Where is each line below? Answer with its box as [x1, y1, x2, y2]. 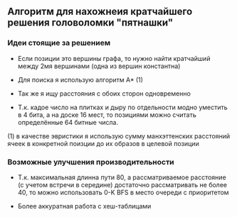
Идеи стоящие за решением [7, 38, 111, 48]
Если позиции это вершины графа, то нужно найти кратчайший [17, 54, 211, 62]
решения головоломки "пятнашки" [7, 17, 174, 29]
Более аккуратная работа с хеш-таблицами [17, 201, 152, 210]
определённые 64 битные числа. [17, 118, 119, 126]
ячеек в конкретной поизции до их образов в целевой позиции [7, 139, 199, 148]
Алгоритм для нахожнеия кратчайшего [7, 6, 193, 18]
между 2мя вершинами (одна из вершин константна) [17, 62, 181, 70]
